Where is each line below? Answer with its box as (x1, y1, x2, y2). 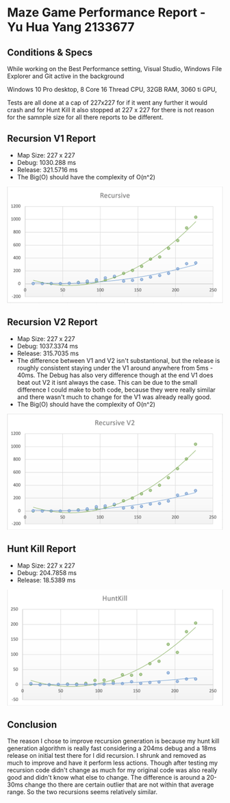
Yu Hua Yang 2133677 (7, 19, 135, 35)
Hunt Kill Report (7, 543, 77, 555)
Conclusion (7, 719, 57, 730)
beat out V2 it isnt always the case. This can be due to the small (16, 378, 197, 386)
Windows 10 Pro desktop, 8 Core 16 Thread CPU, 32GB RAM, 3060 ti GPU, (7, 86, 217, 93)
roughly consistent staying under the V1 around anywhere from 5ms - (16, 364, 214, 372)
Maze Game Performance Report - (7, 5, 206, 21)
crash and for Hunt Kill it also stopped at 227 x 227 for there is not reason (7, 106, 214, 114)
